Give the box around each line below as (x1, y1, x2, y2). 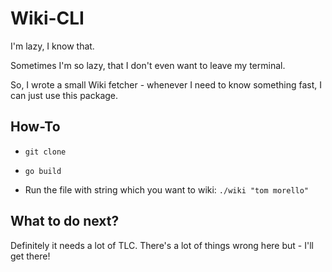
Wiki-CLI (10, 7, 85, 30)
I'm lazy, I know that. (10, 40, 95, 52)
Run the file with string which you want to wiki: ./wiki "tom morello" (24, 183, 310, 196)
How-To (10, 118, 61, 136)
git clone (24, 147, 67, 157)
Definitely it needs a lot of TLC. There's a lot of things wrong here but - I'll (10, 239, 314, 251)
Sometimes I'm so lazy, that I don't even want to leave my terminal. (10, 59, 286, 71)
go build (24, 166, 62, 176)
